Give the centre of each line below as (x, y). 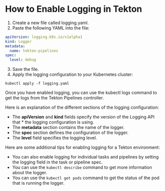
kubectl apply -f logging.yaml (37, 84)
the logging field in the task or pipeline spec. (57, 162)
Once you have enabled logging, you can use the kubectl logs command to (81, 93)
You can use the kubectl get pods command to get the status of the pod (86, 178)
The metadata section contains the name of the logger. (68, 127)
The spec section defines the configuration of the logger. (70, 133)
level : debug (23, 60)
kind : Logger (18, 41)
